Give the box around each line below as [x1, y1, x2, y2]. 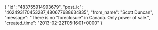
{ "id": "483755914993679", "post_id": [4, 4, 83, 10]
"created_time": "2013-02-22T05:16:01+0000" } [4, 20, 103, 26]
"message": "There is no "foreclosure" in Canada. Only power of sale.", [4, 15, 150, 20]
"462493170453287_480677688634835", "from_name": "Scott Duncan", [4, 9, 154, 15]
